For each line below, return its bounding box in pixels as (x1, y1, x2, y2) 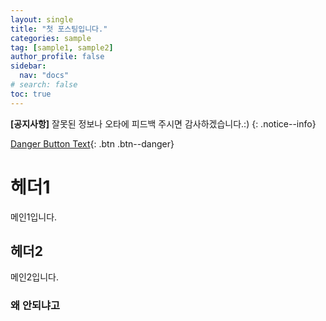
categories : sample (10, 33, 92, 43)
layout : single (10, 14, 74, 25)
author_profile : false (10, 52, 105, 62)
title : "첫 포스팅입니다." (10, 24, 108, 34)
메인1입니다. (10, 211, 58, 223)
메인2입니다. (10, 271, 59, 283)
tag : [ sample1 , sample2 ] (10, 42, 114, 53)
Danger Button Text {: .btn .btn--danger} (10, 137, 175, 150)
